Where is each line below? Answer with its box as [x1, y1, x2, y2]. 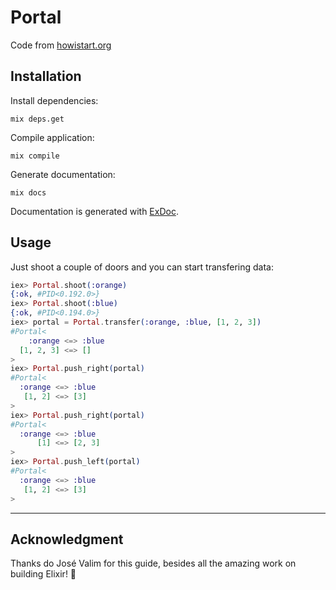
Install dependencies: [10, 94, 99, 106]
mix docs [10, 187, 47, 198]
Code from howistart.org [10, 39, 112, 51]
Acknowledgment [10, 531, 124, 548]
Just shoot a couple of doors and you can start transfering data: [10, 261, 274, 273]
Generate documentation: [10, 168, 116, 180]
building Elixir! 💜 [10, 568, 77, 580]
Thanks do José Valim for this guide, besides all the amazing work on [10, 557, 297, 570]
